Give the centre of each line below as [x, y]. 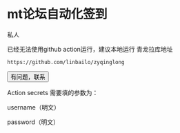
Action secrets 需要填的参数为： [53, 92]
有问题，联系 [28, 77]
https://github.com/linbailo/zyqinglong [66, 62]
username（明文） [33, 107]
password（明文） [33, 122]
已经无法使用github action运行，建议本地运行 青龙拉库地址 [90, 49]
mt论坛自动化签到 [57, 14]
